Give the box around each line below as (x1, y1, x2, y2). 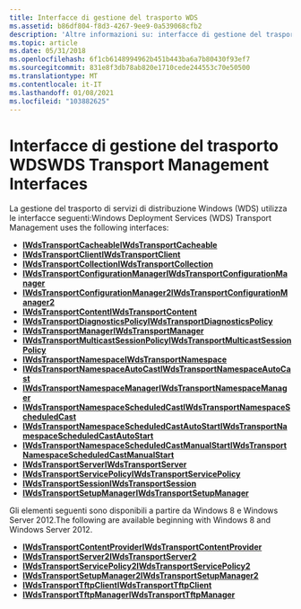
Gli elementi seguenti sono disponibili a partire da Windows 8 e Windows (9, 505, 279, 516)
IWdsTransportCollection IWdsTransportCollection (21, 259, 213, 269)
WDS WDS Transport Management (9, 154, 270, 175)
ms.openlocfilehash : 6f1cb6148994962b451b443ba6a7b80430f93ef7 (9, 55, 251, 64)
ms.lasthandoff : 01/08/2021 (9, 88, 115, 97)
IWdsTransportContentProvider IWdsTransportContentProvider (21, 542, 262, 552)
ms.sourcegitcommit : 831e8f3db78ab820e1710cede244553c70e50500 (9, 64, 251, 73)
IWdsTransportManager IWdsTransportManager (21, 325, 204, 337)
